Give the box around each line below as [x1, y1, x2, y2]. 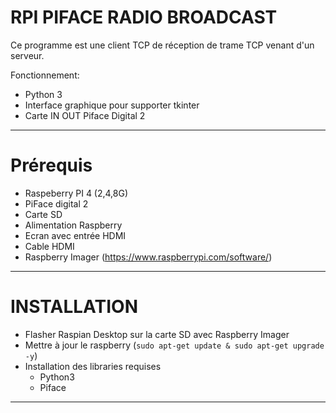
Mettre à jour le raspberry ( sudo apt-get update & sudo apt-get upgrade [24, 339, 325, 351]
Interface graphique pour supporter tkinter [24, 99, 200, 111]
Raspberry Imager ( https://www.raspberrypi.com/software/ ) [24, 251, 273, 263]
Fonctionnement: [10, 69, 80, 81]
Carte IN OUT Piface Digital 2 [24, 109, 146, 121]
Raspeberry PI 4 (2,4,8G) [24, 187, 129, 199]
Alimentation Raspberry [24, 219, 123, 231]
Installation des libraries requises [24, 360, 162, 372]
